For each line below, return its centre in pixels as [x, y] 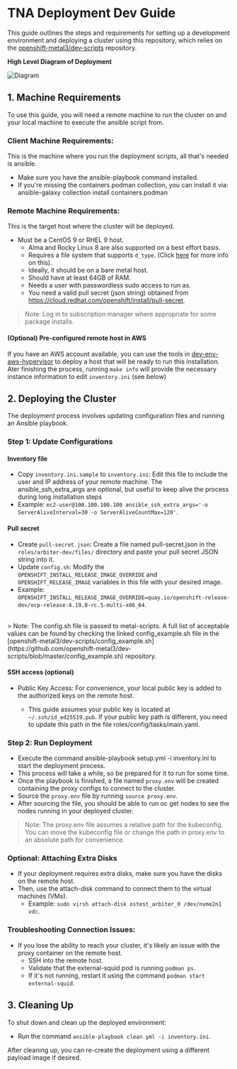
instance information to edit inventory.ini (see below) [87, 376]
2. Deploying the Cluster [62, 399]
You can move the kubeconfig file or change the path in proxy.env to [125, 833]
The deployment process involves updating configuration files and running [116, 416]
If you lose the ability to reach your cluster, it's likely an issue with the [119, 945]
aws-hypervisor [30, 361]
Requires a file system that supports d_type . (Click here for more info [128, 255]
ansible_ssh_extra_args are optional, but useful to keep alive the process [123, 489]
